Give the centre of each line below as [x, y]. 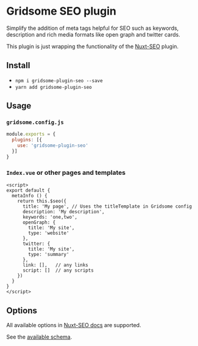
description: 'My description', [63, 212]
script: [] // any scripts [58, 270]
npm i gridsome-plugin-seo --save [59, 80]
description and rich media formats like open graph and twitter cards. [94, 34]
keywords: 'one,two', [50, 217]
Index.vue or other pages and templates [66, 172]
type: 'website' [49, 233]
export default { [28, 191]
